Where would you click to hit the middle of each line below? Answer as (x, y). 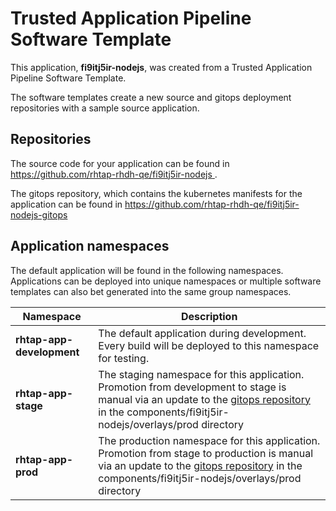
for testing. (124, 358)
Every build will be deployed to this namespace (209, 345)
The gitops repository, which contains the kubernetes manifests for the (156, 193)
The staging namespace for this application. (201, 374)
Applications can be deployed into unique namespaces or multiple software (166, 281)
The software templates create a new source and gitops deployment (151, 97)
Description (209, 316)
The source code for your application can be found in (120, 163)
